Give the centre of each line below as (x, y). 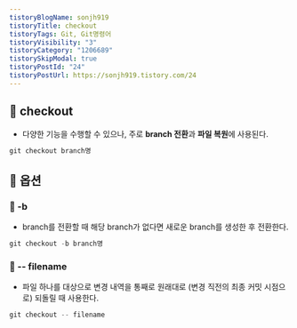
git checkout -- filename (57, 315)
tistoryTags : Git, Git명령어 (60, 34)
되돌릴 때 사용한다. (67, 298)
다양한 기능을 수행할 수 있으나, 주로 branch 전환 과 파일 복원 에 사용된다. (145, 133)
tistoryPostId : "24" (48, 68)
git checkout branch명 (50, 151)
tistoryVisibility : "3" (53, 42)
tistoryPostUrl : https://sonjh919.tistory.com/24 (103, 76)
